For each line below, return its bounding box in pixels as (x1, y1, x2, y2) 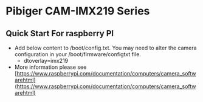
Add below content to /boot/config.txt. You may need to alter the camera (14, 44, 197, 51)
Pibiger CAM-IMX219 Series (5, 4, 150, 18)
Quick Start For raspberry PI (5, 28, 114, 39)
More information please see (14, 63, 87, 71)
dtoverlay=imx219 (23, 57, 69, 64)
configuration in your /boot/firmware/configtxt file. (14, 51, 141, 58)
